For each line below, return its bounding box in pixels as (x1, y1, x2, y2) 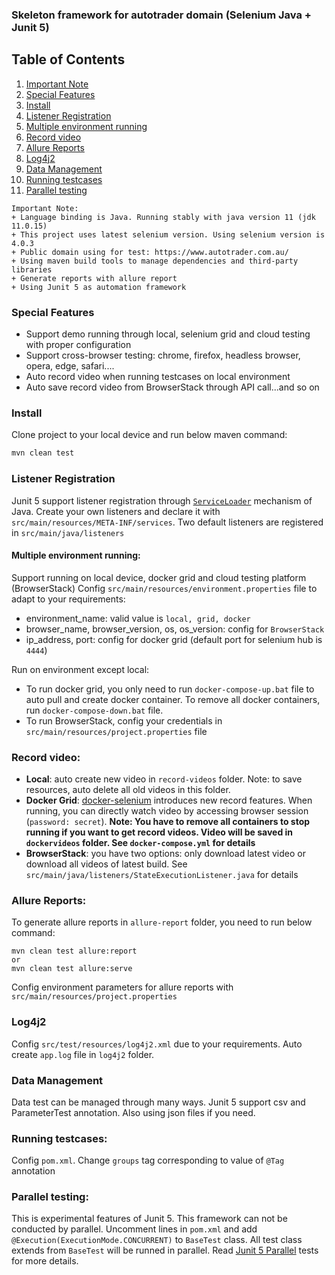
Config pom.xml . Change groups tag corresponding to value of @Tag (11, 1154, 285, 1167)
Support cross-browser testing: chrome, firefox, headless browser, (25, 349, 301, 362)
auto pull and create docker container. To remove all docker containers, (25, 693, 321, 705)
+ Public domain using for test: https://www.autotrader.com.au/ (11, 247, 289, 257)
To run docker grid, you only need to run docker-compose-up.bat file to (25, 683, 315, 695)
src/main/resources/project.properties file (25, 725, 208, 737)
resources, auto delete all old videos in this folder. (25, 784, 231, 795)
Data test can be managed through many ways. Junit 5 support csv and (11, 1096, 306, 1108)
